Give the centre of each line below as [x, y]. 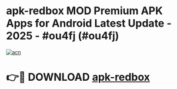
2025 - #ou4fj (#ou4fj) [63, 36]
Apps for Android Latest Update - [89, 23]
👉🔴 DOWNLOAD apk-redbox [78, 77]
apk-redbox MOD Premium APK [84, 11]
